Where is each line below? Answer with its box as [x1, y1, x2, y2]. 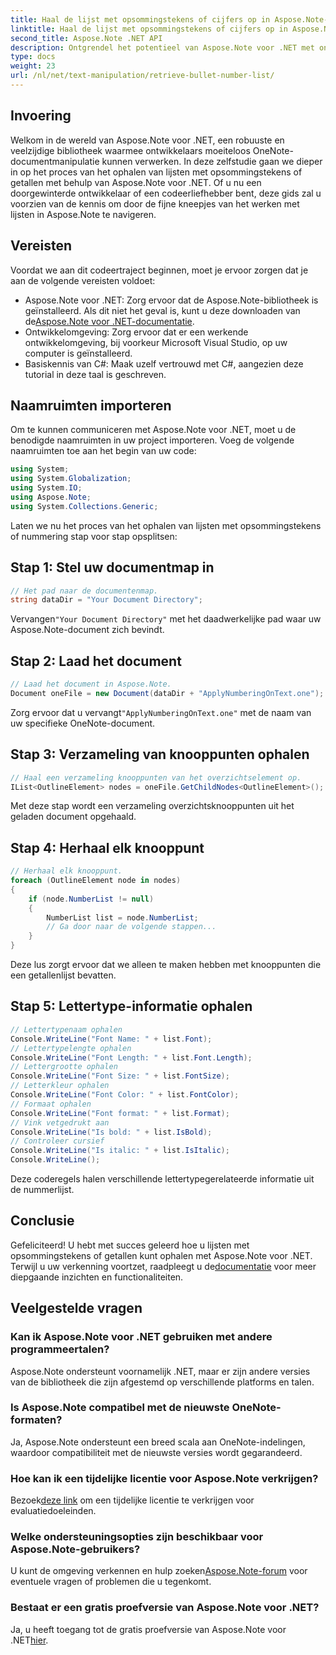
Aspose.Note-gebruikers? [10, 1542, 141, 1556]
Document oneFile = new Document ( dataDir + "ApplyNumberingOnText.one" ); [10, 688, 325, 698]
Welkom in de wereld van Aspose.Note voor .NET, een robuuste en [10, 134, 285, 146]
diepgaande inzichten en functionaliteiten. [10, 1271, 184, 1283]
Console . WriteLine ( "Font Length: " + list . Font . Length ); [10, 1052, 253, 1063]
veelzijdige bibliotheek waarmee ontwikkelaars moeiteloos [10, 144, 251, 156]
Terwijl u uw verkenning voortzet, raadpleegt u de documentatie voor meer [10, 1260, 317, 1272]
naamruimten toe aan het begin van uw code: [10, 445, 197, 457]
